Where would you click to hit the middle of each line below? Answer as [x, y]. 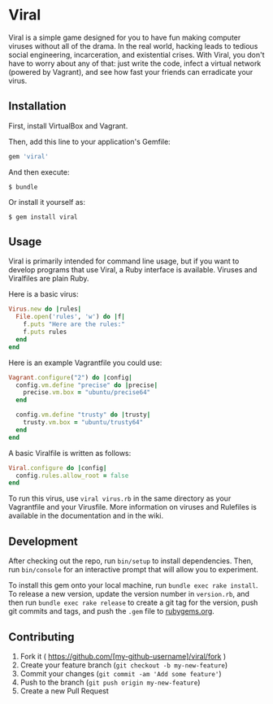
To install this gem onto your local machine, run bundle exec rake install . [133, 585]
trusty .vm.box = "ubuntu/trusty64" [83, 423]
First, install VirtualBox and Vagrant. [68, 126]
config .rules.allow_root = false [72, 476]
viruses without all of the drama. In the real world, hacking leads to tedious [133, 46]
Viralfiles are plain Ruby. [49, 279]
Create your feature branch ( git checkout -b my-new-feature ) [124, 665]
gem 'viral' [28, 156]
